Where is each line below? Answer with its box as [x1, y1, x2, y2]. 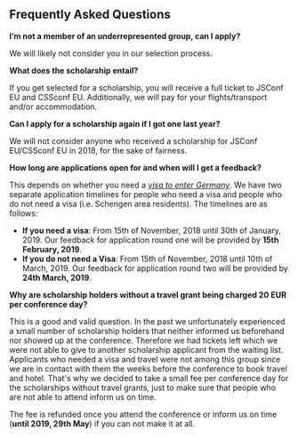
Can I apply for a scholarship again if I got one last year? [9, 118, 221, 129]
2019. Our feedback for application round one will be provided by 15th [21, 235, 279, 245]
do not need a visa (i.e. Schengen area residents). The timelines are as [9, 198, 269, 209]
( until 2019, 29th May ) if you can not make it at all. [9, 418, 196, 429]
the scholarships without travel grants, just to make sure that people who [9, 382, 277, 393]
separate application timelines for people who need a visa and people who [9, 188, 283, 199]
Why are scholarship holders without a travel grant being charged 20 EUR [9, 289, 287, 300]
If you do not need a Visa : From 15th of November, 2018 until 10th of [21, 253, 273, 264]
